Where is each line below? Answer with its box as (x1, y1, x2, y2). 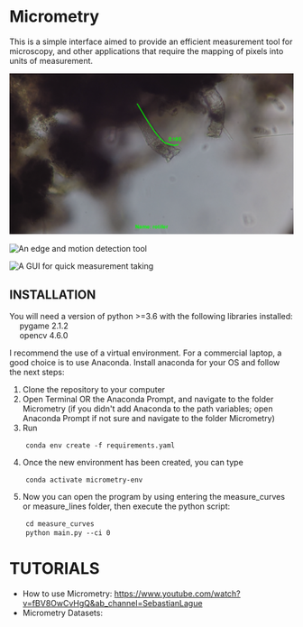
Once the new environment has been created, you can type (22, 457, 243, 468)
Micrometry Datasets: (22, 607, 104, 619)
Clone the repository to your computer (22, 384, 165, 395)
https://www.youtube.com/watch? (114, 588, 241, 599)
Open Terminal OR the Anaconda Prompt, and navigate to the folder (22, 394, 274, 405)
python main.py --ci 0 (25, 529, 111, 538)
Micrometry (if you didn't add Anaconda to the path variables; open (22, 403, 273, 414)
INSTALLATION (9, 287, 96, 302)
